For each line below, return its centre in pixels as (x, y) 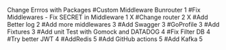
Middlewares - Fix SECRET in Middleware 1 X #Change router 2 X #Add (108, 17)
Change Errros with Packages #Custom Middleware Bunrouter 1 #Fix (104, 10)
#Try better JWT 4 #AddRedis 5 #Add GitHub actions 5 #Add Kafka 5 (105, 39)
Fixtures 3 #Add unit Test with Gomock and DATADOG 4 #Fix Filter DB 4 (109, 32)
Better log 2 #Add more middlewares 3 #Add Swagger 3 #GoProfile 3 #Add (113, 24)
